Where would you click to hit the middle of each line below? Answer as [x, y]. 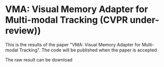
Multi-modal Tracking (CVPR [67, 20]
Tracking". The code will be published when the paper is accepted [88, 50]
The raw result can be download [39, 59]
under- [145, 20]
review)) [23, 31]
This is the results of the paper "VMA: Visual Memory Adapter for [73, 44]
